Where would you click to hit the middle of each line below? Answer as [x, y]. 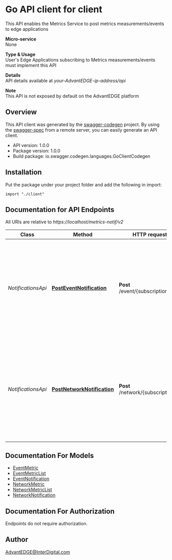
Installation [24, 172]
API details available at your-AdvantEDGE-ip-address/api [66, 80]
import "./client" [25, 194]
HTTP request [150, 235]
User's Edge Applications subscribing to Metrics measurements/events [80, 59]
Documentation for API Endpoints [60, 209]
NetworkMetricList [32, 490]
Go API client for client [54, 9]
